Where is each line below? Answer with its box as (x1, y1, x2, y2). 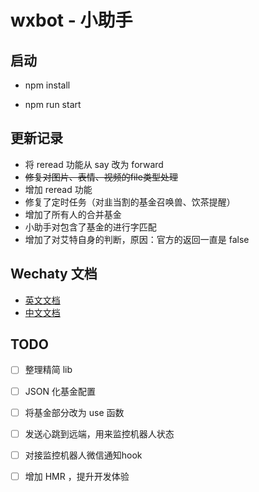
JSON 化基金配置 (24, 385, 96, 397)
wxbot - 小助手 (10, 9, 133, 32)
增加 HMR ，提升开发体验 (24, 470, 130, 482)
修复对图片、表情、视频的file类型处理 (24, 171, 178, 183)
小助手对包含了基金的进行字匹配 (24, 221, 157, 233)
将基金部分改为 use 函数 (24, 406, 125, 418)
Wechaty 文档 (10, 266, 98, 283)
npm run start (24, 99, 82, 110)
